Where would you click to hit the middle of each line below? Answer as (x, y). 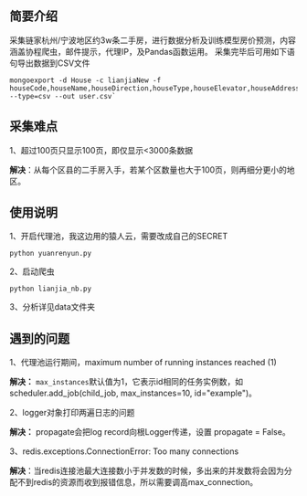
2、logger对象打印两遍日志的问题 (72, 413)
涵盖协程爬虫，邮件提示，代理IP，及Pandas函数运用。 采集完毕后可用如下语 (152, 51)
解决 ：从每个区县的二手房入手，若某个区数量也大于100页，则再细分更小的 (148, 169)
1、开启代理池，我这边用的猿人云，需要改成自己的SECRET (119, 237)
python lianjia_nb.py (51, 289)
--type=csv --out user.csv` (63, 96)
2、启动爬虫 (32, 271)
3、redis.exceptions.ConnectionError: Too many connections (124, 451)
